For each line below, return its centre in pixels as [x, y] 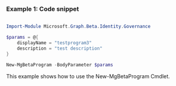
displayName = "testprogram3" [55, 43]
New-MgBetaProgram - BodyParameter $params [60, 64]
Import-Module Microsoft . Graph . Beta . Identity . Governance [78, 27]
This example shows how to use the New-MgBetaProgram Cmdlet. [88, 76]
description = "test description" [60, 48]
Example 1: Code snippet [43, 9]
